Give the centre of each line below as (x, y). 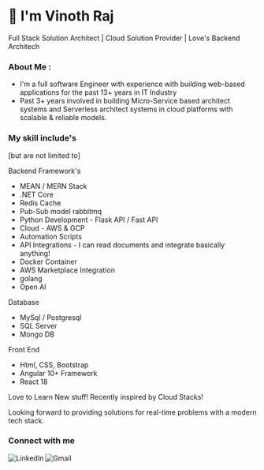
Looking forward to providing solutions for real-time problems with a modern (132, 412)
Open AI (33, 287)
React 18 (33, 382)
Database (24, 302)
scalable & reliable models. (63, 118)
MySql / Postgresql (50, 317)
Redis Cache (40, 203)
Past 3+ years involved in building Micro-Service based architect (125, 101)
